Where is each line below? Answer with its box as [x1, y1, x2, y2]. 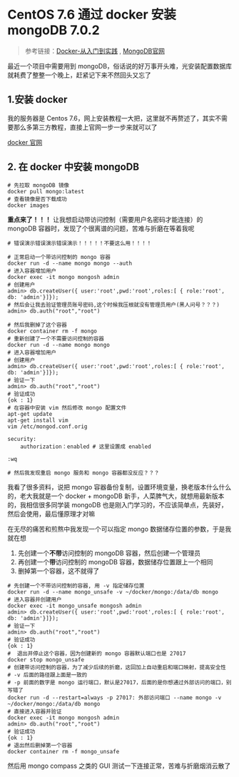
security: [7, 435, 37, 442]
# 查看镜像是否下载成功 [7, 195, 68, 203]
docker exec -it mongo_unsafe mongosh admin [7, 602, 142, 609]
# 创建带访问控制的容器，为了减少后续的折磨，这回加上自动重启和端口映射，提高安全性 [7, 664, 226, 671]
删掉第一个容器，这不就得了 [17, 567, 100, 575]
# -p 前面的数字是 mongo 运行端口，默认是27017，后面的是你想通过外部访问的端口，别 [7, 679, 232, 686]
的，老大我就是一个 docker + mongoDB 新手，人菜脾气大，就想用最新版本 [7, 492, 225, 500]
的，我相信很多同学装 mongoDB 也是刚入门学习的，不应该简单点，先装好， [7, 500, 228, 509]
